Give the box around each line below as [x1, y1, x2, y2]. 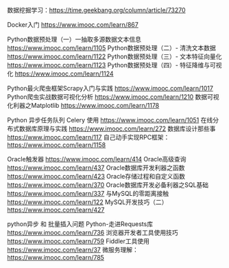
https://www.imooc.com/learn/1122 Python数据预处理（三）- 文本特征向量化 [7, 52, 222, 60]
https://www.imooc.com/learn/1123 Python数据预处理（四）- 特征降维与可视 [7, 61, 222, 69]
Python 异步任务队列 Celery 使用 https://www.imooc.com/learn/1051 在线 [7, 116, 213, 124]
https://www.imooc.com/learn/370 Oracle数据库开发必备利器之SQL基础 [7, 181, 209, 189]
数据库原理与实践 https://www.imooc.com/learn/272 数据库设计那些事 [19, 124, 216, 133]
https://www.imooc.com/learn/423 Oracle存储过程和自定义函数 [7, 172, 185, 180]
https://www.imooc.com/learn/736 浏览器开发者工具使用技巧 [7, 229, 178, 236]
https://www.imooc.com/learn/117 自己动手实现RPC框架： [7, 133, 170, 141]
